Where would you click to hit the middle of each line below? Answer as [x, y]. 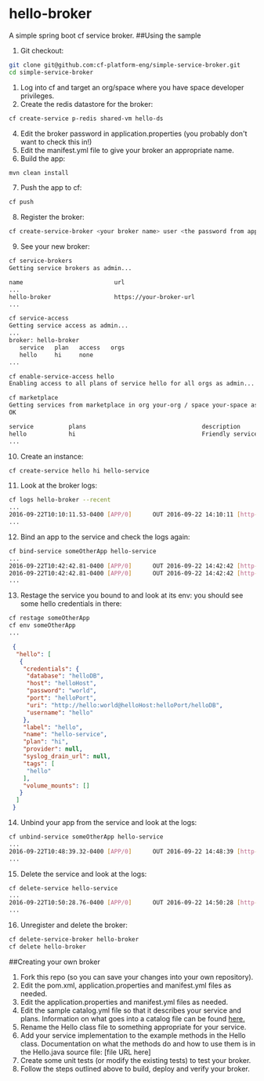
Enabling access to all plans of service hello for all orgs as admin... [132, 384]
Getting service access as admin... [69, 326]
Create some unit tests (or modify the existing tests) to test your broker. [136, 1060]
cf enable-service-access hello [61, 376]
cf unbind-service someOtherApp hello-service [86, 837]
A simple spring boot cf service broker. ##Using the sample [105, 35]
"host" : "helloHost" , [61, 684]
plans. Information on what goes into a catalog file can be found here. [132, 1018]
